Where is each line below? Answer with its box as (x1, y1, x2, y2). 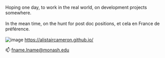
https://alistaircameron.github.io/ (25, 37, 93, 43)
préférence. (5, 26, 30, 32)
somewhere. (5, 10, 32, 16)
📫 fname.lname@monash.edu (5, 47, 69, 53)
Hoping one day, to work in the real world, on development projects (5, 5, 147, 10)
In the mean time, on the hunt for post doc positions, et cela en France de (5, 20, 160, 26)
